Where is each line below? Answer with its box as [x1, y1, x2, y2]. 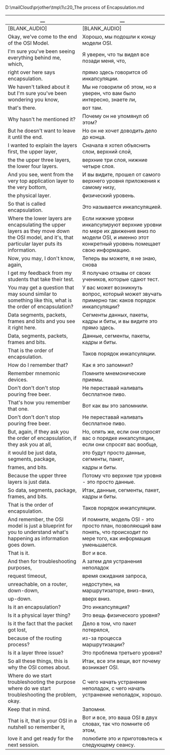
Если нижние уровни [82, 215, 134, 222]
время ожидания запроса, [82, 573, 147, 579]
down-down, [8, 587, 39, 594]
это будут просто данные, [82, 449, 146, 456]
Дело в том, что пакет [82, 620, 137, 627]
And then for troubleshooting [8, 558, 77, 564]
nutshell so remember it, [8, 723, 65, 731]
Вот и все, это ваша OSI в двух [82, 714, 158, 721]
